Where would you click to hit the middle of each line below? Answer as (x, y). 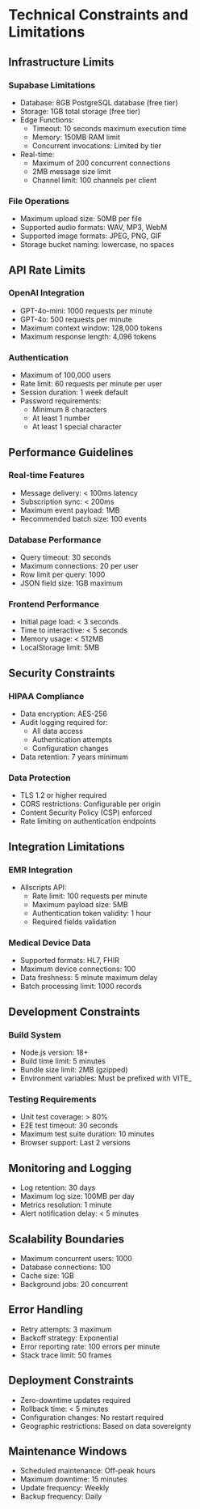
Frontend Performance (54, 604)
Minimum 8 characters (69, 410)
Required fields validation (74, 922)
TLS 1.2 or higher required (63, 795)
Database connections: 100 (65, 1267)
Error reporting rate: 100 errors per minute (90, 1346)
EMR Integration (41, 870)
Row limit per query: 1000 (62, 575)
